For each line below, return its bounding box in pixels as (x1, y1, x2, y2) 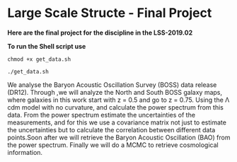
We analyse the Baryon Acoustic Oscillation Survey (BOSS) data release (7, 80, 217, 89)
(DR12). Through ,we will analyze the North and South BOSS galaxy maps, (7, 88, 223, 96)
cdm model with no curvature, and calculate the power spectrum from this (7, 103, 224, 111)
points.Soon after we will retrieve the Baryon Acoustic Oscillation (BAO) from (7, 133, 231, 141)
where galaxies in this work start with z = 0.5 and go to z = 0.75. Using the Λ (7, 96, 230, 104)
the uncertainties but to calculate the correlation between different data (7, 125, 216, 134)
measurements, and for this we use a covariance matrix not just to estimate (7, 118, 226, 127)
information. (7, 148, 43, 156)
